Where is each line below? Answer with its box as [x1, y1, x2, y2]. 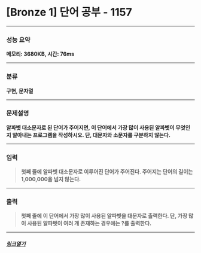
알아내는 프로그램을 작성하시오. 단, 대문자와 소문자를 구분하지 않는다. [12, 131, 170, 138]
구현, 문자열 [6, 87, 33, 95]
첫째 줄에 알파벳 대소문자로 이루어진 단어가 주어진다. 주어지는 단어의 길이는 [20, 168, 193, 175]
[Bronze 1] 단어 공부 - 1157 [6, 5, 133, 19]
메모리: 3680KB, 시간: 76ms [6, 50, 75, 57]
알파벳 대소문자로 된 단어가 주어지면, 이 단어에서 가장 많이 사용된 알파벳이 [6, 124, 175, 131]
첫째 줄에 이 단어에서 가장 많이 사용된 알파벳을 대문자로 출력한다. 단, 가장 [20, 212, 188, 220]
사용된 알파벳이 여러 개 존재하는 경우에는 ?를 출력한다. [26, 220, 151, 227]
